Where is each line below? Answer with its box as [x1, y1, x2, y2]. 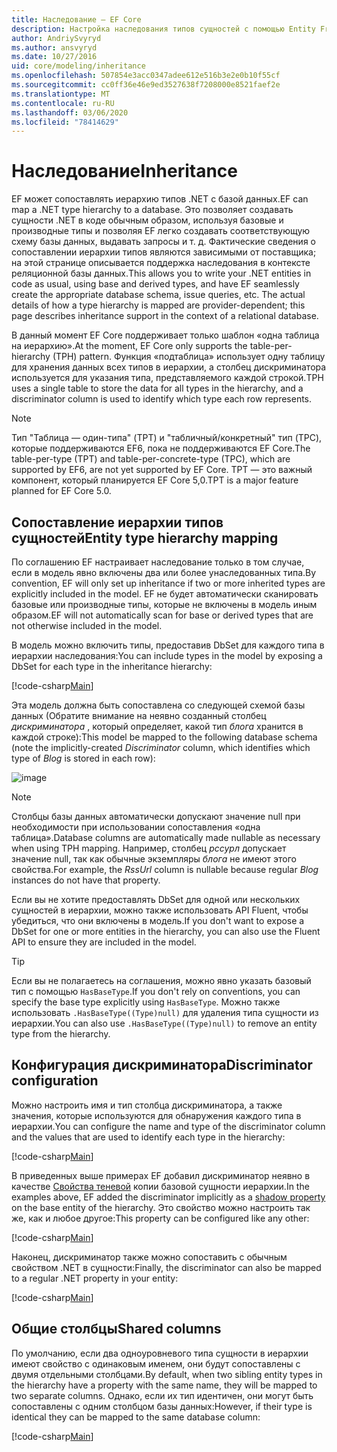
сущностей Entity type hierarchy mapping [11, 529, 279, 546]
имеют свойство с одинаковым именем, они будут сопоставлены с [11, 1357, 301, 1370]
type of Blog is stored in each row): [11, 752, 156, 764]
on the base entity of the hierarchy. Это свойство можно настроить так [11, 1201, 311, 1213]
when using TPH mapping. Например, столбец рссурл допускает [11, 842, 287, 854]
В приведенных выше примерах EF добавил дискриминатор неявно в [11, 1169, 311, 1181]
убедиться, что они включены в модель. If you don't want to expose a [11, 915, 305, 926]
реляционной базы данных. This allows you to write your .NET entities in [11, 267, 312, 280]
